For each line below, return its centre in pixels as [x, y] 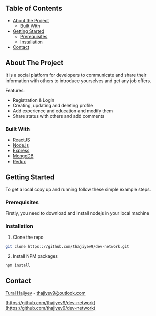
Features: [15, 90]
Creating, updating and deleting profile [53, 105]
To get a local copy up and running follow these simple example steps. [78, 189]
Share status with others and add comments [58, 116]
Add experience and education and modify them [63, 111]
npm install [18, 265]
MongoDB [23, 156]
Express [21, 150]
